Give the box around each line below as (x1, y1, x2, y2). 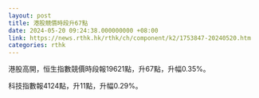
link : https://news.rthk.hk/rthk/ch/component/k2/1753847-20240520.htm (8, 33, 251, 42)
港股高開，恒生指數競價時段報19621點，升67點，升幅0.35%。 (8, 65, 210, 74)
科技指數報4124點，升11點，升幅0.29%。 (8, 81, 143, 91)
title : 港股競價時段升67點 (8, 19, 88, 27)
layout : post (8, 11, 52, 20)
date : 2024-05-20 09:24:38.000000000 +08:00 (8, 26, 159, 34)
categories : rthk (8, 41, 66, 49)
